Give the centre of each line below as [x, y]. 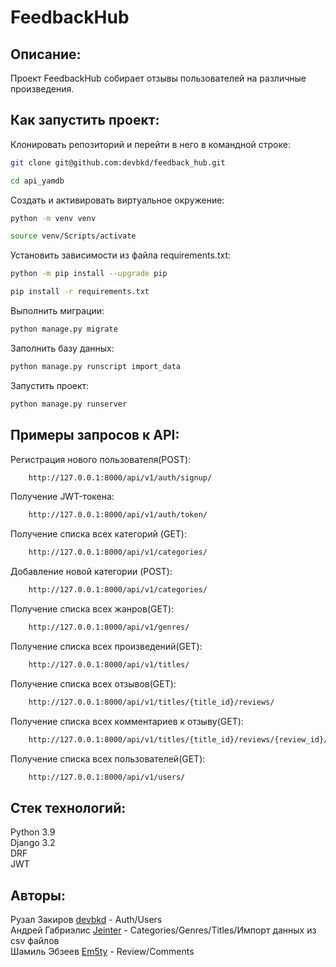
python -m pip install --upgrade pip [89, 274]
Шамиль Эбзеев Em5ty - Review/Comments [102, 951]
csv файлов [35, 940]
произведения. [42, 89]
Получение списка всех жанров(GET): [92, 609]
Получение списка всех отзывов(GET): [93, 683]
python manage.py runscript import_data [96, 366]
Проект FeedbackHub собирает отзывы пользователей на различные [158, 78]
